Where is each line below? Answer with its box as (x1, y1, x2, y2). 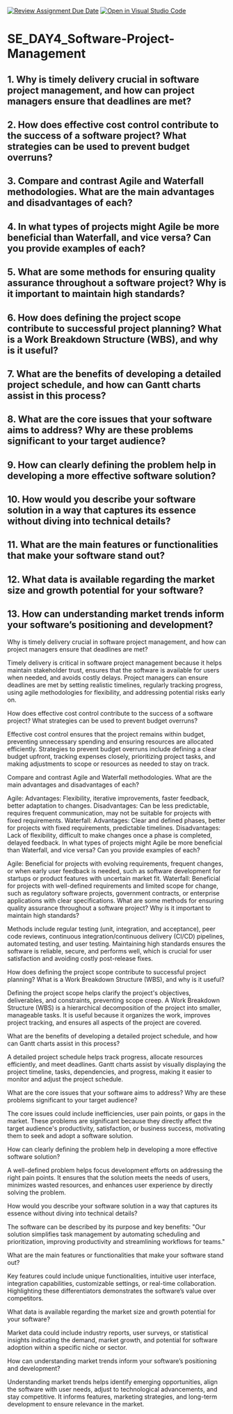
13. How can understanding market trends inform (7, 608, 225, 620)
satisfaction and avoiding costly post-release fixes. (7, 954, 153, 962)
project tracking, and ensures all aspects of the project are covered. (7, 1018, 202, 1027)
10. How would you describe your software (7, 493, 196, 505)
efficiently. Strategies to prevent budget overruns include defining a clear (7, 744, 217, 753)
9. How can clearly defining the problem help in (7, 459, 216, 470)
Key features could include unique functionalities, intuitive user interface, (7, 1272, 217, 1280)
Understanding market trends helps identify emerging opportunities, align (7, 1377, 218, 1386)
